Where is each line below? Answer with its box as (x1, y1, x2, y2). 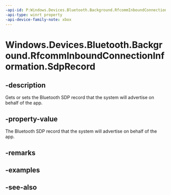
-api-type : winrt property (5, 12, 63, 17)
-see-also (5, 183, 37, 192)
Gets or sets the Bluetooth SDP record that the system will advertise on (5, 94, 154, 101)
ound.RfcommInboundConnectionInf (5, 50, 165, 61)
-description (5, 81, 46, 89)
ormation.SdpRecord (5, 61, 96, 72)
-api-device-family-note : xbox (5, 17, 72, 22)
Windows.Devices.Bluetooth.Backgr (5, 39, 163, 51)
